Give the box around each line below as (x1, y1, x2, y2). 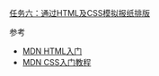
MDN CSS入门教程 (22, 57, 92, 67)
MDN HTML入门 (22, 46, 83, 56)
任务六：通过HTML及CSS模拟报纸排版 (9, 8, 151, 18)
